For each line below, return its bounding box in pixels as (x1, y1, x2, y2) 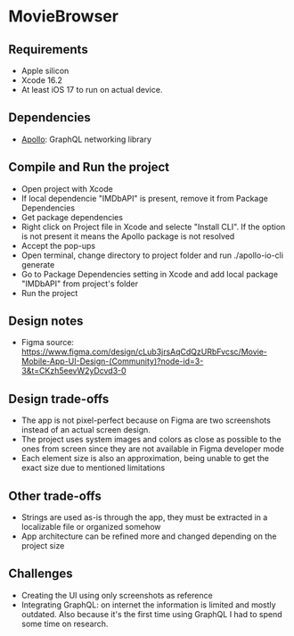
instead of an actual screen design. (20, 425, 151, 435)
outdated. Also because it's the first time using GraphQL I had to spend (20, 608, 282, 619)
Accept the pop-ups (20, 240, 95, 251)
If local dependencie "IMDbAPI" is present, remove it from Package (20, 193, 268, 203)
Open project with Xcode (20, 183, 113, 194)
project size (20, 541, 65, 551)
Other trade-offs (8, 488, 102, 503)
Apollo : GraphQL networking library (20, 134, 152, 145)
